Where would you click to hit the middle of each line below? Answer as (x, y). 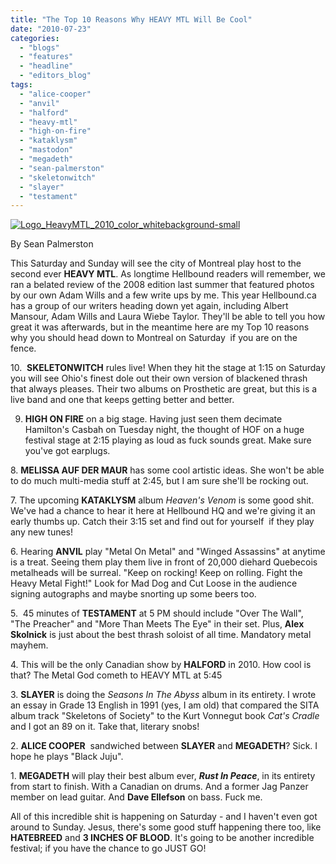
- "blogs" (39, 47)
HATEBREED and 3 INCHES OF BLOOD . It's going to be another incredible (162, 838)
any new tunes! (42, 532)
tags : (21, 85)
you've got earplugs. (67, 451)
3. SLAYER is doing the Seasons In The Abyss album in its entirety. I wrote (163, 695)
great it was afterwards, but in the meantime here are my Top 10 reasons (160, 327)
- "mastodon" (46, 150)
